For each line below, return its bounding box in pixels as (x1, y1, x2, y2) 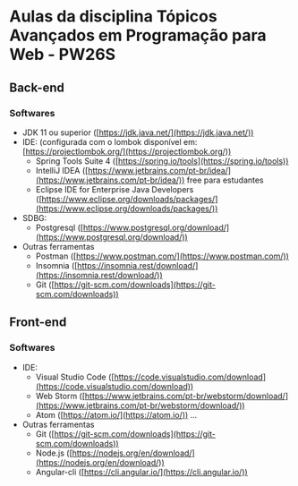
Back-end (9, 80, 65, 95)
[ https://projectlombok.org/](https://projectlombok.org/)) (21, 146, 232, 157)
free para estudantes (186, 175, 264, 185)
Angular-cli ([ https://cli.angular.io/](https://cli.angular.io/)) (35, 466, 248, 477)
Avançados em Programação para (9, 25, 267, 46)
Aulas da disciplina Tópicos (9, 6, 217, 27)
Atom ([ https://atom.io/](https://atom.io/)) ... (35, 409, 198, 420)
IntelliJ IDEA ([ (35, 165, 89, 175)
